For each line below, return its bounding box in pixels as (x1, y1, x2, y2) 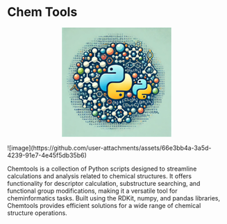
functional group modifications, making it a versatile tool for (7, 187, 178, 195)
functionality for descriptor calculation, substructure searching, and (7, 179, 201, 187)
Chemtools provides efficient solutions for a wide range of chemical (7, 201, 201, 209)
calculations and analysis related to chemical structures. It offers (7, 171, 192, 180)
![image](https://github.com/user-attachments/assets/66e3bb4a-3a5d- (7, 144, 212, 152)
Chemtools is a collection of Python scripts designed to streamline (7, 164, 197, 173)
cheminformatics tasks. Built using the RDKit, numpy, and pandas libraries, (7, 193, 221, 202)
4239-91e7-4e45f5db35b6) (7, 150, 87, 160)
